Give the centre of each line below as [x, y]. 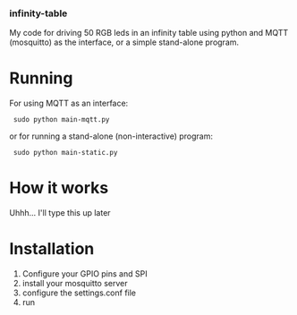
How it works [59, 188]
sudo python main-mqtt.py [61, 120]
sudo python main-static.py [65, 153]
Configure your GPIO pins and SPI [85, 274]
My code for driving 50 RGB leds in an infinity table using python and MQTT [149, 33]
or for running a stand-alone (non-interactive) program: [111, 136]
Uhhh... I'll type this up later [60, 213]
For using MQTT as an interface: [69, 103]
